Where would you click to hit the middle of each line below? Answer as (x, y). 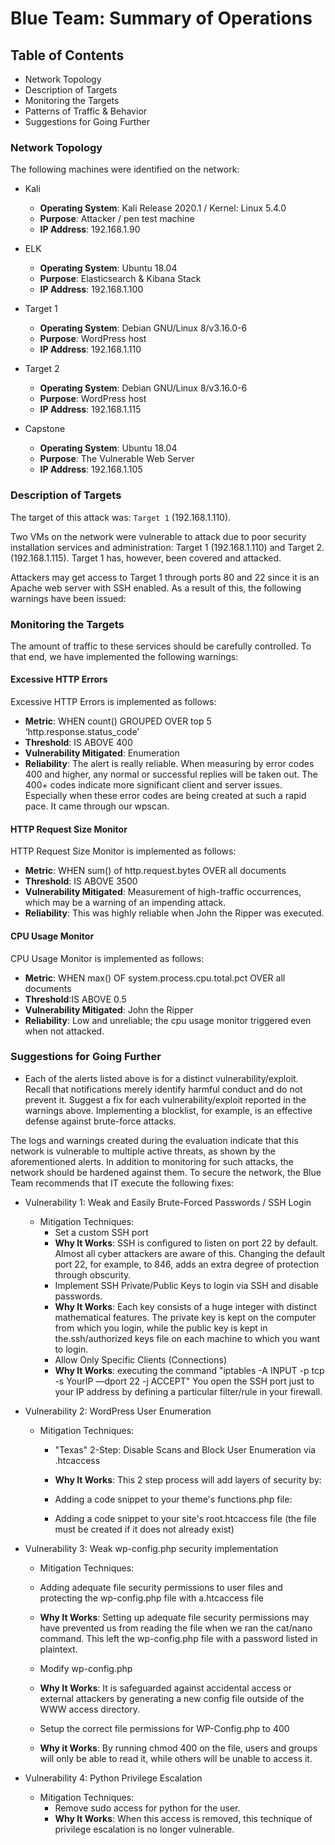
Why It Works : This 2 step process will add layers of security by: (188, 1479)
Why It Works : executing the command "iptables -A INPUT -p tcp (189, 1370)
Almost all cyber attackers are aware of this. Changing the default (190, 1253)
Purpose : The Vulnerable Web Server (117, 459)
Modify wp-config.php (86, 1668)
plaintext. (58, 1649)
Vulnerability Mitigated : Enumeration (102, 753)
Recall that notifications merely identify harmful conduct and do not (163, 1089)
